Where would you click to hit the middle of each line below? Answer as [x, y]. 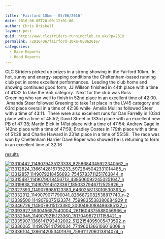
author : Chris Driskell [30, 26]
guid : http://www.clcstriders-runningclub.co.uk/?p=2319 [65, 36]
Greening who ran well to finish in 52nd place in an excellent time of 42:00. [81, 98]
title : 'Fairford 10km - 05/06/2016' [44, 15]
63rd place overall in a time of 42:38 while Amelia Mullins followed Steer [79, 108]
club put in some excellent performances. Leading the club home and [76, 82]
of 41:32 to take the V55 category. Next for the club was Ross [68, 92]
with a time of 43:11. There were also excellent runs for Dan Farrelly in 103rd [82, 113]
